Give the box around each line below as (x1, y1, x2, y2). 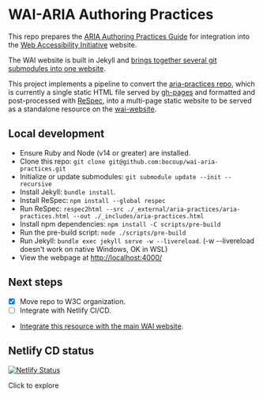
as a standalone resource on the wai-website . (8, 104, 157, 114)
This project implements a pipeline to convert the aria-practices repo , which (8, 79, 255, 88)
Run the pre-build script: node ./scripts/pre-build (19, 227, 186, 237)
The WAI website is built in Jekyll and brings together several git (8, 55, 217, 65)
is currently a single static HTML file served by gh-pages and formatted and (8, 87, 255, 96)
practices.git (19, 164, 66, 173)
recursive (19, 180, 53, 188)
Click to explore (8, 381, 59, 390)
